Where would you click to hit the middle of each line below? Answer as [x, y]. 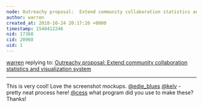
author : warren [25, 17]
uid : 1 [14, 46]
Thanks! [16, 99]
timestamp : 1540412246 [35, 29]
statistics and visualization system [49, 69]
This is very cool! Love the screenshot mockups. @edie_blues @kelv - [94, 86]
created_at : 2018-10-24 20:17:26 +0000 [56, 23]
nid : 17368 [20, 34]
